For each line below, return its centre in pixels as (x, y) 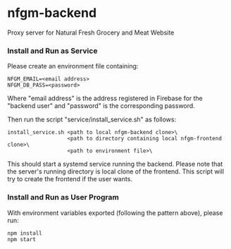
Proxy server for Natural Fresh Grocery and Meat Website (91, 32)
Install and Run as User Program (63, 198)
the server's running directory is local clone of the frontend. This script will (115, 171)
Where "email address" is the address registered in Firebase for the (105, 98)
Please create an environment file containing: (73, 66)
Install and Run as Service (52, 51)
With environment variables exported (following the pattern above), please (115, 212)
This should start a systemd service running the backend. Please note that (115, 164)
